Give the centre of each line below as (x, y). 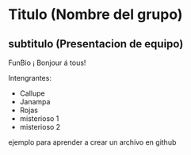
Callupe (32, 93)
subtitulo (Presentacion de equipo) (96, 44)
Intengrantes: (30, 78)
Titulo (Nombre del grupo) (95, 15)
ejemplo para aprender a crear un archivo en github (92, 142)
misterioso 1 (39, 119)
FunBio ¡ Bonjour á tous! (47, 62)
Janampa (35, 102)
